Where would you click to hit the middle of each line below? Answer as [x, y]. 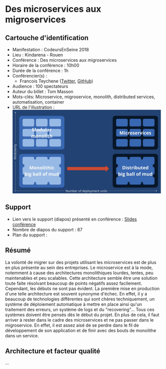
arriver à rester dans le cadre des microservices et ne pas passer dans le [80, 320]
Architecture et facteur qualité [53, 351]
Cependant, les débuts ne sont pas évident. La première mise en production [82, 288]
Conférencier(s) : [30, 76]
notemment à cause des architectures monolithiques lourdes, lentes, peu [79, 273]
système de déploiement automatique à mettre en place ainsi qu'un [74, 304]
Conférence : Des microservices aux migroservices [64, 60]
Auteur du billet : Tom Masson [43, 92]
